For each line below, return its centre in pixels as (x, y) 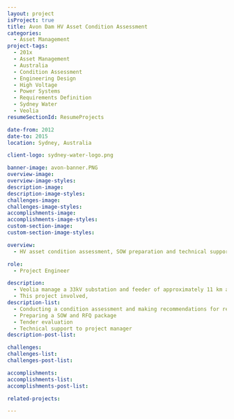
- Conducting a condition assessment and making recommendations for (116, 309)
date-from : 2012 (31, 129)
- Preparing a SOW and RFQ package (65, 315)
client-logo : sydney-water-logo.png (60, 155)
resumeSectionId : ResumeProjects (56, 117)
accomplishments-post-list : (48, 386)
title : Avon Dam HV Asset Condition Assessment (78, 26)
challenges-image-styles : (45, 207)
